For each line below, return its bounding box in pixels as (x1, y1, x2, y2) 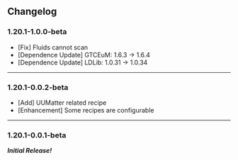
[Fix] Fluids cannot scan (17, 42, 89, 52)
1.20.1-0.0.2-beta (7, 82, 69, 92)
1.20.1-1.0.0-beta (7, 27, 67, 37)
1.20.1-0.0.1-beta (7, 130, 67, 140)
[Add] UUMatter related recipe (17, 98, 107, 107)
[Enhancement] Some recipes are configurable (17, 105, 154, 114)
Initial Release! (7, 147, 52, 155)
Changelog (7, 6, 57, 18)
